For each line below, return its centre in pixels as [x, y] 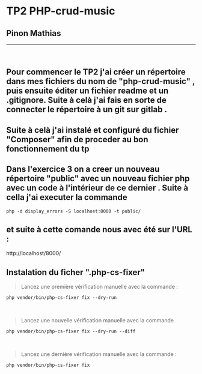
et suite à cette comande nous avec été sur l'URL [99, 229]
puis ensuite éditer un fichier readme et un [87, 91]
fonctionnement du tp [48, 149]
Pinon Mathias [34, 33]
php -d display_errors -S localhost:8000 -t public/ [74, 211]
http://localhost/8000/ [34, 253]
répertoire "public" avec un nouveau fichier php [98, 179]
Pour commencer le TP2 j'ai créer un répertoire [96, 72]
